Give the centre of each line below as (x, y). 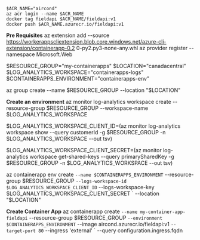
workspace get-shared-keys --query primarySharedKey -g (102, 156)
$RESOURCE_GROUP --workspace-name (97, 108)
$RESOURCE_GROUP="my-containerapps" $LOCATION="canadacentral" (96, 66)
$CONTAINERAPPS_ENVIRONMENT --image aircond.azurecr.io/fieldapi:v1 (88, 224)
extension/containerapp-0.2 (41, 48)
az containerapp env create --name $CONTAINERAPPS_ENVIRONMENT (85, 174)
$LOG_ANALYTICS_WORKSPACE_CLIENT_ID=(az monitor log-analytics (93, 126)
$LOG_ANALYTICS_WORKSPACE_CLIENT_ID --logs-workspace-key (80, 187)
